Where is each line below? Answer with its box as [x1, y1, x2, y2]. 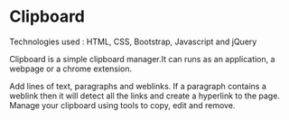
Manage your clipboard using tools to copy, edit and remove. [9, 99, 236, 110]
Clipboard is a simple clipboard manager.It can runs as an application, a [9, 53, 275, 64]
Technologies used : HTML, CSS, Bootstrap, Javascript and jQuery [9, 36, 257, 47]
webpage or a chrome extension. [9, 63, 133, 74]
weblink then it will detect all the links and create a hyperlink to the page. [9, 90, 280, 101]
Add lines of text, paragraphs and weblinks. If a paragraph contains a [9, 80, 266, 91]
